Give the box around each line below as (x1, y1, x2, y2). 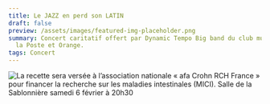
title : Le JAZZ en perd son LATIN (8, 11, 125, 20)
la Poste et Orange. (15, 42, 84, 50)
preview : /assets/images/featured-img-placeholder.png (8, 26, 196, 34)
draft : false (8, 19, 52, 27)
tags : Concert (8, 49, 56, 57)
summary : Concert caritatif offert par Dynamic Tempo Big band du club (8, 34, 253, 42)
